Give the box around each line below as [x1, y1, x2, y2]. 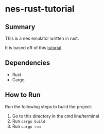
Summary [5, 23, 35, 31]
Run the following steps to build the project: [5, 104, 92, 109]
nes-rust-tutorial [5, 3, 75, 15]
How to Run [5, 91, 41, 99]
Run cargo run [12, 123, 41, 129]
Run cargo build [12, 118, 46, 124]
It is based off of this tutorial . [5, 45, 63, 50]
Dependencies [5, 59, 50, 67]
